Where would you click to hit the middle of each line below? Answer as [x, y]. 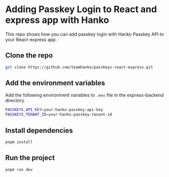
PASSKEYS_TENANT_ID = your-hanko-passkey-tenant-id [59, 115]
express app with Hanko [57, 20]
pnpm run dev [19, 169]
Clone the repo [29, 56]
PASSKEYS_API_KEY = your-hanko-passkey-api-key [54, 110]
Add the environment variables [55, 83]
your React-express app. [31, 40]
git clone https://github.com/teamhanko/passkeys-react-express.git [79, 67]
